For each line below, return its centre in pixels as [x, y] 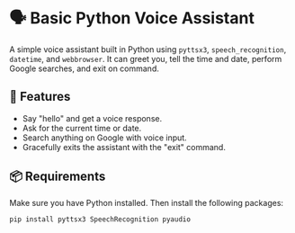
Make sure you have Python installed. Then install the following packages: [147, 202]
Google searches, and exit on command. [84, 68]
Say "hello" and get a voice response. [92, 118]
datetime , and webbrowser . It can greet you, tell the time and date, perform [146, 58]
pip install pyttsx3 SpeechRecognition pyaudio [100, 219]
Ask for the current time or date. [82, 128]
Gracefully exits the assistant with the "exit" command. [124, 147]
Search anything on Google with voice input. [104, 138]
